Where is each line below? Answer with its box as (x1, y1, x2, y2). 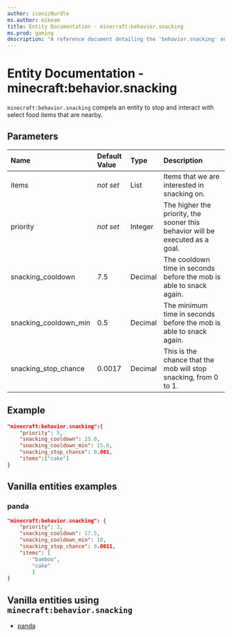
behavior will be (163, 226, 215, 235)
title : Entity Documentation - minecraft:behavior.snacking (7, 23, 184, 30)
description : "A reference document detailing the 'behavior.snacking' (7, 36, 217, 43)
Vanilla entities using (7, 594, 99, 606)
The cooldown (163, 254, 211, 264)
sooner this (163, 217, 200, 227)
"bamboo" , (32, 555, 60, 563)
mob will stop (163, 364, 207, 373)
